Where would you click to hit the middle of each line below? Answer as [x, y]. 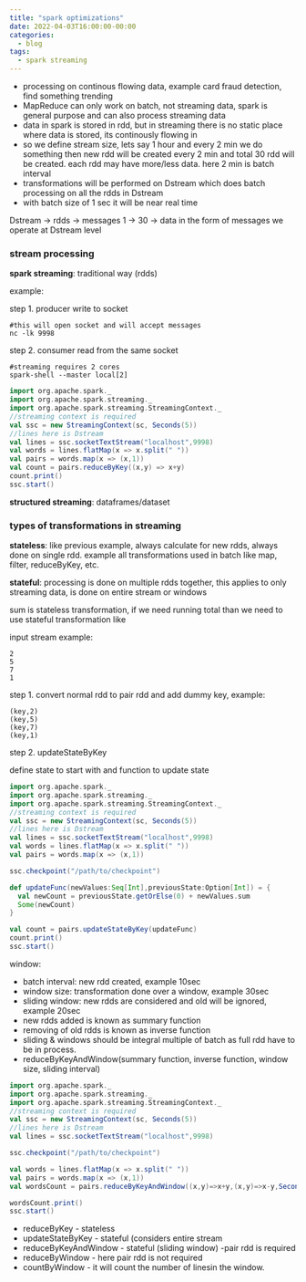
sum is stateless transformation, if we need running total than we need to [147, 610]
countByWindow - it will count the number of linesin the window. [143, 1267]
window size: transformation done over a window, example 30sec [146, 991]
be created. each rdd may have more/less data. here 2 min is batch [148, 164]
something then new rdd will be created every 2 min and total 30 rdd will [158, 154]
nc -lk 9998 [32, 334]
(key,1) [24, 735]
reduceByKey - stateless [69, 1229]
